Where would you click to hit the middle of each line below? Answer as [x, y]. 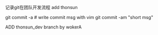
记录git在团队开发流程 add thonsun [41, 7]
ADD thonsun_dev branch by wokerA [43, 27]
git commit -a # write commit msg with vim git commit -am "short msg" [79, 17]
